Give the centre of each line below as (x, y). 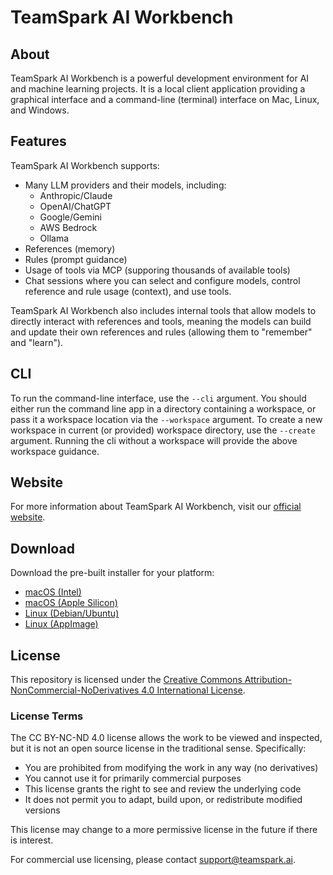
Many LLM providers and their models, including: (125, 185)
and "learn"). (37, 342)
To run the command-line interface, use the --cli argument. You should (158, 398)
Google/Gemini (70, 217)
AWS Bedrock (68, 227)
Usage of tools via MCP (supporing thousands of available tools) (157, 270)
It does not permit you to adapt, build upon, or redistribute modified (163, 800)
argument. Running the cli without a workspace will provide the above (154, 440)
